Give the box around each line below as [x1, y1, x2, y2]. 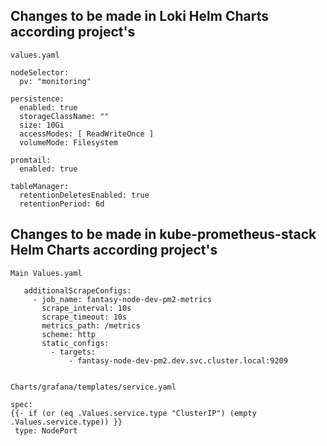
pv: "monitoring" [19, 76, 92, 86]
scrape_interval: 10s [41, 303, 132, 313]
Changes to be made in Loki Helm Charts [10, 8, 269, 25]
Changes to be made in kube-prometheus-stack [10, 226, 317, 243]
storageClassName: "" [19, 111, 110, 121]
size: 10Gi [19, 120, 65, 130]
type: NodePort [14, 425, 78, 436]
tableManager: [10, 181, 70, 191]
